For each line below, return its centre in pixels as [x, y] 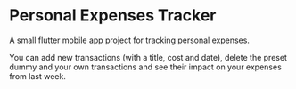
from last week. [38, 76]
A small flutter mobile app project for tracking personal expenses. [129, 40]
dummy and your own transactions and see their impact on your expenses [146, 67]
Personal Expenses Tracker [113, 16]
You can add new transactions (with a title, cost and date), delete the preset [148, 57]
